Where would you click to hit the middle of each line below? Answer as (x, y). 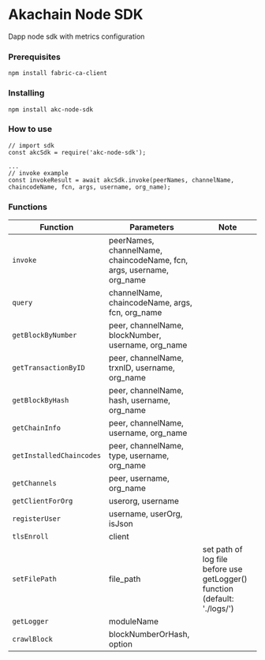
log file (215, 560)
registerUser (37, 519)
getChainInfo (37, 428)
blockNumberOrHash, (149, 635)
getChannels (35, 484)
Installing (26, 93)
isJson (121, 524)
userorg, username (144, 501)
